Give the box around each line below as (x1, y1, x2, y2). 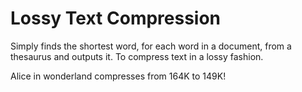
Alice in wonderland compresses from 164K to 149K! (10, 70, 227, 82)
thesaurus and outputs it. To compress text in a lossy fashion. (10, 50, 264, 62)
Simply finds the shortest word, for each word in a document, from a (10, 40, 292, 52)
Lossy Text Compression (10, 7, 222, 30)
